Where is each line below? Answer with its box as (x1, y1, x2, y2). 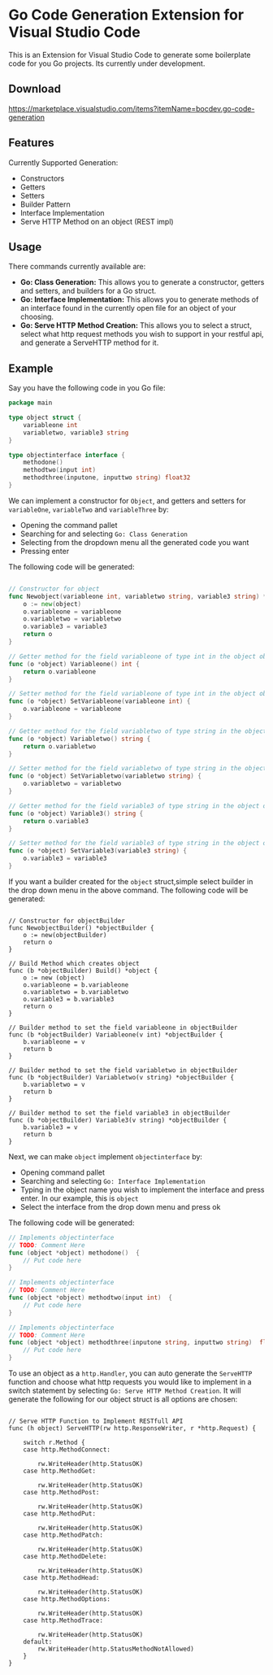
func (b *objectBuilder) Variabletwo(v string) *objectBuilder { (8, 1073, 234, 1081)
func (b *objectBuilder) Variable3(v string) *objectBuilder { (8, 1116, 227, 1124)
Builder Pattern (19, 199, 71, 209)
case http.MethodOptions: (23, 1595, 111, 1603)
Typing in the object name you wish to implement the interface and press (19, 1184, 265, 1194)
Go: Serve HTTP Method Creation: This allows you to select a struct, (19, 321, 252, 330)
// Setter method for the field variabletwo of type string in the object (8, 765, 267, 773)
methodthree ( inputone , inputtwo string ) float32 (23, 473, 191, 482)
